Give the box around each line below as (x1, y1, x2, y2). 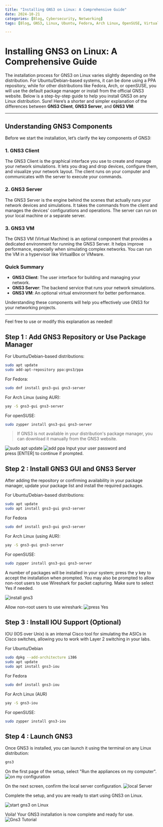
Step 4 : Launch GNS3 (5, 733, 73, 741)
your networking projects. (5, 305, 57, 311)
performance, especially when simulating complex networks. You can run (5, 246, 152, 252)
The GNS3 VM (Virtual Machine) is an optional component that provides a (5, 236, 152, 242)
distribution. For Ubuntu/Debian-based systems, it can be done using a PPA (5, 77, 156, 83)
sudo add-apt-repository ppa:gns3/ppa (5, 367, 83, 372)
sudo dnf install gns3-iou (5, 682, 60, 687)
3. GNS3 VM (5, 225, 35, 231)
